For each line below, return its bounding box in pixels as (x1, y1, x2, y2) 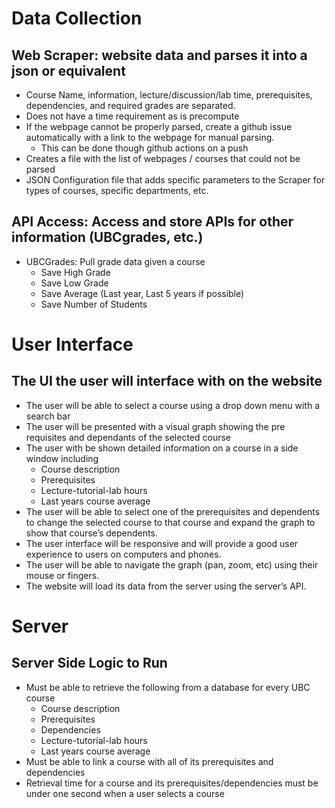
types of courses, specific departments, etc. (25, 185, 209, 196)
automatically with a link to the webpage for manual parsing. (25, 132, 275, 143)
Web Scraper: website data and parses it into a (11, 47, 308, 64)
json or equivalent (11, 62, 126, 79)
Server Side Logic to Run (11, 655, 168, 672)
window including (25, 452, 99, 464)
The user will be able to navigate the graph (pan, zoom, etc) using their (25, 558, 319, 571)
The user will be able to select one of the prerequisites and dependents (25, 505, 321, 517)
